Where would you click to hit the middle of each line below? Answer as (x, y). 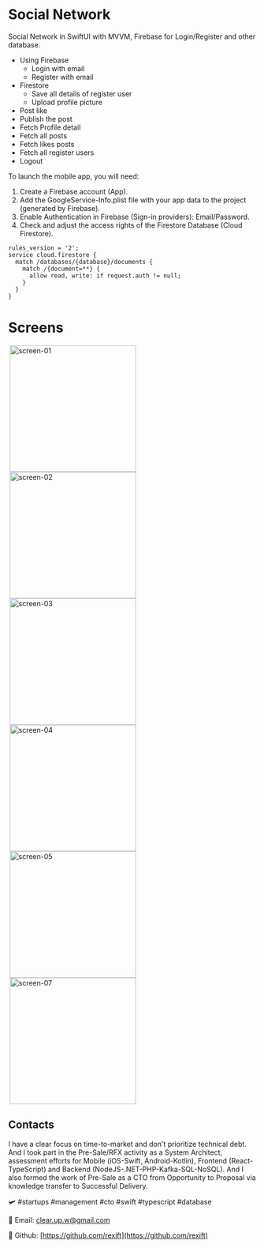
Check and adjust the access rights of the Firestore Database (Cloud (131, 225)
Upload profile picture (67, 102)
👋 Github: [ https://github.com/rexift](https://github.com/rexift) (108, 1235)
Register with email (62, 77)
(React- (241, 1160)
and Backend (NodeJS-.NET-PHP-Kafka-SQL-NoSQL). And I (146, 1169)
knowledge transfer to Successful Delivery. (78, 1186)
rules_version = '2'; (44, 248)
